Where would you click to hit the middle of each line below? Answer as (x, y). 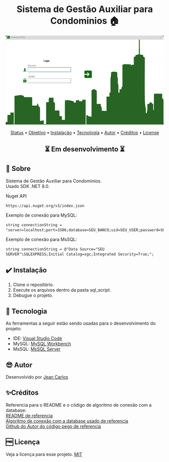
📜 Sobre (18, 169)
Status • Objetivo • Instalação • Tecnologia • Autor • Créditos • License (85, 133)
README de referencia (29, 415)
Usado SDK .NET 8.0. (28, 186)
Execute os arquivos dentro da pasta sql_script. (62, 290)
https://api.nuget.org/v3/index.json (45, 206)
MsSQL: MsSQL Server (37, 349)
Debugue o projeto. (33, 296)
